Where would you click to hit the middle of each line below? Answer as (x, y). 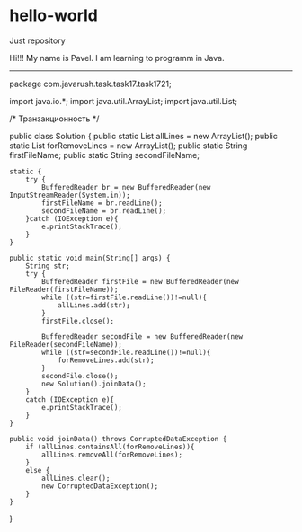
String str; (48, 266)
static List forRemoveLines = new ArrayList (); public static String (129, 146)
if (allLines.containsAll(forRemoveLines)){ (110, 447)
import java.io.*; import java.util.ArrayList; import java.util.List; (124, 101)
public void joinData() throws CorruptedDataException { (118, 439)
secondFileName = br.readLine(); (104, 211)
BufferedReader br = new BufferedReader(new (126, 187)
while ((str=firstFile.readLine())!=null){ (124, 297)
